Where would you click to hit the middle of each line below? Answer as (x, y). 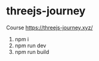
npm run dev (30, 45)
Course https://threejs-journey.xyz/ (49, 28)
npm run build (32, 51)
